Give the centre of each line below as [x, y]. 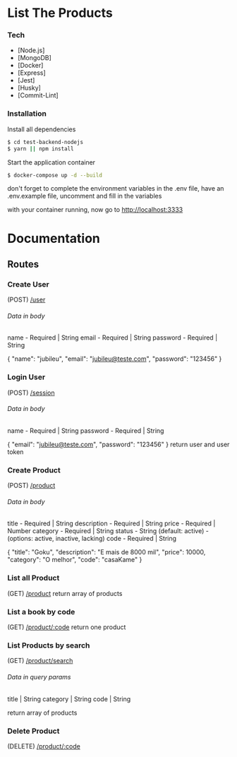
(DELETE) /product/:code [44, 746]
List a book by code [41, 612]
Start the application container [51, 162]
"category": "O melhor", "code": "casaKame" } [75, 560]
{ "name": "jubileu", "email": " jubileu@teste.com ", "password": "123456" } [115, 359]
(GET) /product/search [40, 661]
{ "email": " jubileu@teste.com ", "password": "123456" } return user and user [119, 444]
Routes [23, 264]
